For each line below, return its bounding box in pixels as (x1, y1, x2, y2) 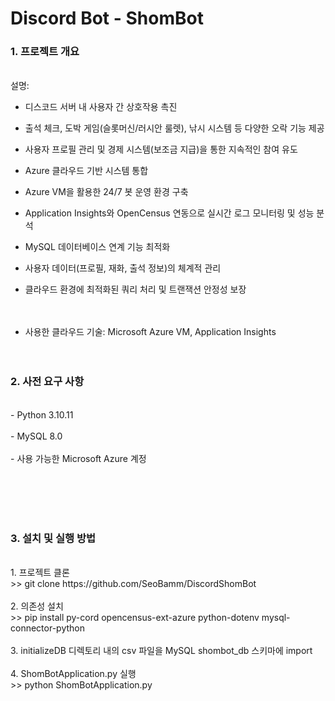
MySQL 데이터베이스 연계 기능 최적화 (24, 241, 171, 253)
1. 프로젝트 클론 (10, 567, 70, 579)
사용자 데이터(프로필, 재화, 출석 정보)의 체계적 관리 (24, 262, 222, 274)
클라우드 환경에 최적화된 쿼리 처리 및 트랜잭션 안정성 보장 (24, 283, 247, 296)
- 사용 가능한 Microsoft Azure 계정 (10, 452, 147, 464)
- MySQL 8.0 (10, 430, 63, 442)
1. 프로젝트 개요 (10, 45, 80, 59)
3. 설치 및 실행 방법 (10, 531, 97, 545)
